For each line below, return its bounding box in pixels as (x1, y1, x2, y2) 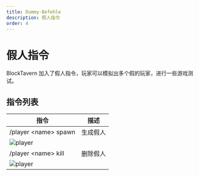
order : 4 (6, 20, 29, 26)
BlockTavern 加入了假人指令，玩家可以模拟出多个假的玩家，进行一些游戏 (6, 69, 188, 77)
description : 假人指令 (6, 15, 60, 21)
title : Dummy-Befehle (6, 9, 61, 15)
